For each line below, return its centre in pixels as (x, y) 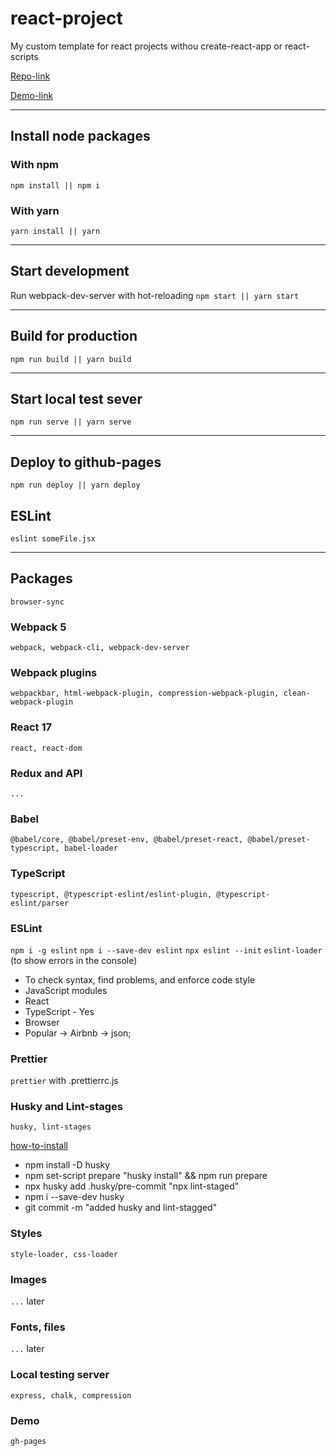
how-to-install (39, 1146)
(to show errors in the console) (74, 960)
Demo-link (32, 95)
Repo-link (30, 76)
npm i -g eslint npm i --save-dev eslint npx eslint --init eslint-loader (166, 950)
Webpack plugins (54, 673)
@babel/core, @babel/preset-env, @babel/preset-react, (127, 840)
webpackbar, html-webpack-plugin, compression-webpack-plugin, (145, 693)
